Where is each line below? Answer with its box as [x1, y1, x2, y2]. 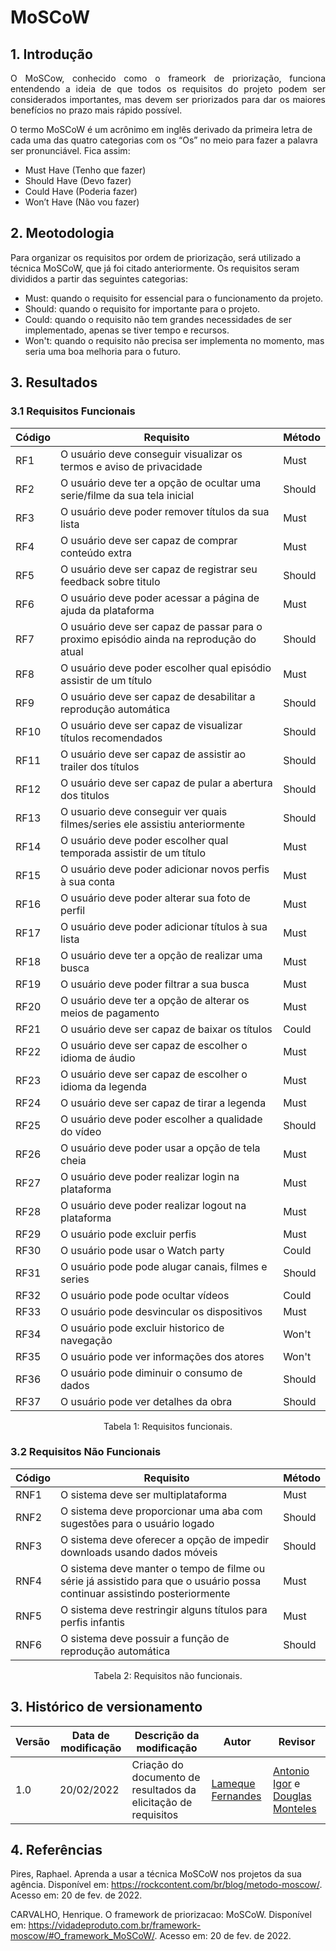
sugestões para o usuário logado [60, 1516, 215, 1530]
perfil [60, 903, 86, 917]
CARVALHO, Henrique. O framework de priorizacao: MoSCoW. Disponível [10, 1909, 312, 1921]
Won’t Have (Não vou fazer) [24, 196, 140, 208]
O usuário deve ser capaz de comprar [60, 533, 238, 547]
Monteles [273, 1801, 317, 1815]
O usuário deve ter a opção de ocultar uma [60, 476, 262, 490]
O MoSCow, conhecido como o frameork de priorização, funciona [10, 72, 326, 84]
